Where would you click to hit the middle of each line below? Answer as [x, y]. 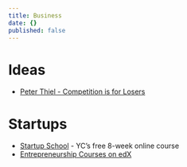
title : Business [35, 16]
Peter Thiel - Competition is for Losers [82, 91]
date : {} [23, 23]
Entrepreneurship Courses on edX [76, 154]
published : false [37, 30]
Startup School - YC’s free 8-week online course [99, 146]
